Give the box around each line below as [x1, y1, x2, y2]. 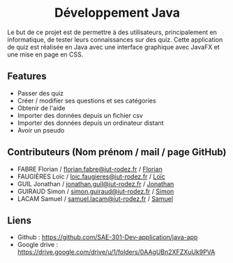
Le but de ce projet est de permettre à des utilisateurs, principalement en [7, 28, 218, 36]
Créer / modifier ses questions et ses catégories [17, 96, 156, 105]
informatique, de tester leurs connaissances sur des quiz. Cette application [7, 35, 223, 43]
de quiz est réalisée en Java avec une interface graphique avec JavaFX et [7, 43, 220, 51]
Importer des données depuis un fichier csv [17, 111, 143, 119]
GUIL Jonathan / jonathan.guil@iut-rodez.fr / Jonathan [17, 179, 174, 188]
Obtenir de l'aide [17, 103, 66, 112]
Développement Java [54, 5, 180, 21]
